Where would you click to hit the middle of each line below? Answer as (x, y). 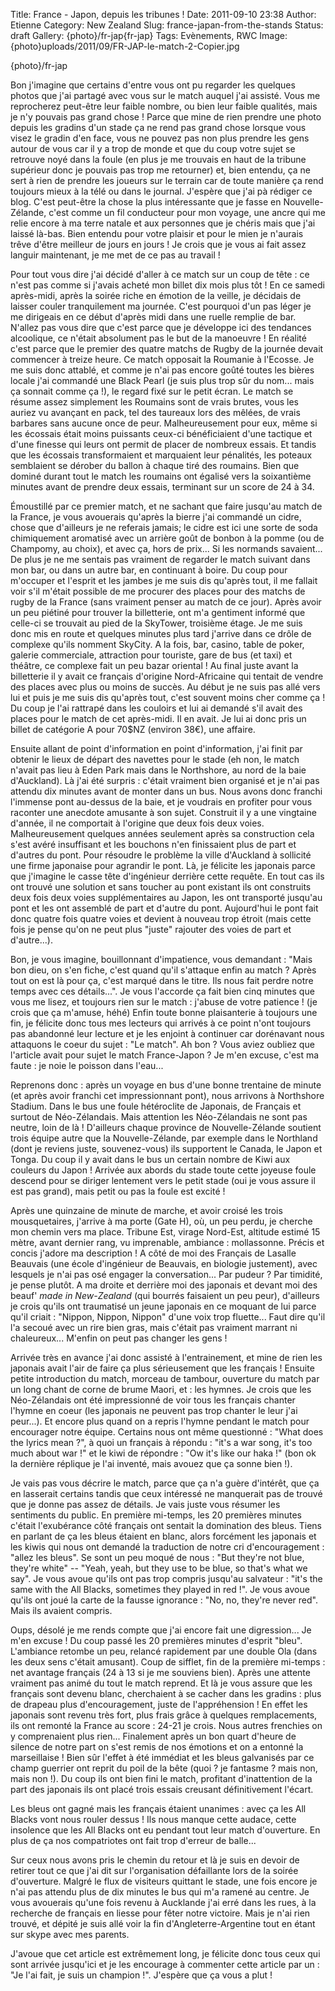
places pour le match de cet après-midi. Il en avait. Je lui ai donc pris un (158, 718)
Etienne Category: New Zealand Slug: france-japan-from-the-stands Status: (167, 25)
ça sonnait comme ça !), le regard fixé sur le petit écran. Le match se (152, 391)
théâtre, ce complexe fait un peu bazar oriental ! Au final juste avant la (154, 665)
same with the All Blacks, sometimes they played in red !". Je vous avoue (160, 1589)
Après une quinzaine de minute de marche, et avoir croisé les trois (146, 1210)
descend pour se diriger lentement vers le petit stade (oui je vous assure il (163, 1180)
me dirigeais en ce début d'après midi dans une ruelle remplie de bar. (153, 317)
